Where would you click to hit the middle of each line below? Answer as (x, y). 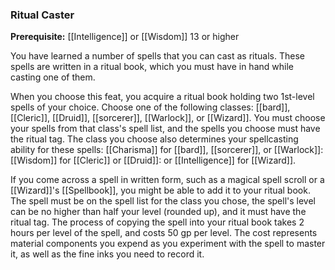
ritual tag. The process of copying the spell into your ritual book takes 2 (157, 222)
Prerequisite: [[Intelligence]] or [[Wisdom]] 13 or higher (125, 37)
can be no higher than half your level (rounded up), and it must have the (158, 212)
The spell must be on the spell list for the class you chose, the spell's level (163, 201)
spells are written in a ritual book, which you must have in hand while (152, 67)
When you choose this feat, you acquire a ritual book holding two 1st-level (162, 97)
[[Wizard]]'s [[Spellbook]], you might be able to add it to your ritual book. (160, 190)
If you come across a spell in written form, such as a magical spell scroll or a (167, 180)
